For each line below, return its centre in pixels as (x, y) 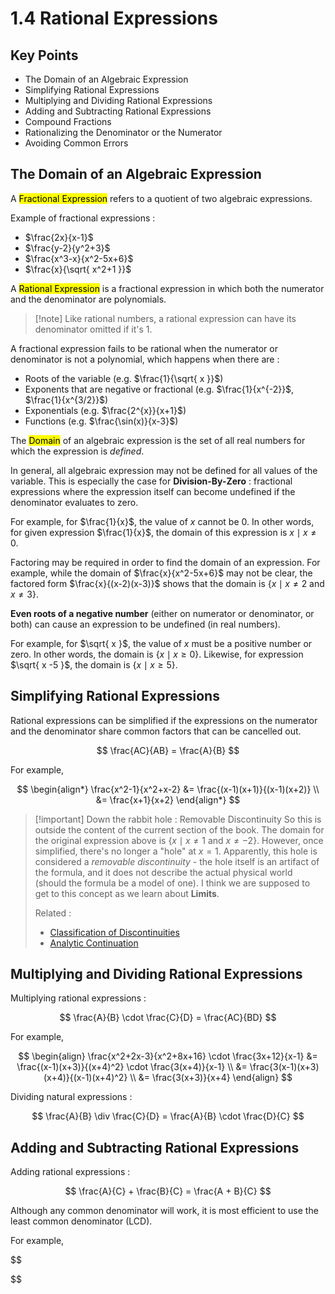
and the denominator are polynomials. (88, 299)
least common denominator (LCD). (81, 1221)
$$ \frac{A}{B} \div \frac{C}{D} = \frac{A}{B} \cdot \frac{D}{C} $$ (168, 1116)
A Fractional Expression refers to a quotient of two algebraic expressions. (161, 198)
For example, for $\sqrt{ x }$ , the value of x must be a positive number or (161, 643)
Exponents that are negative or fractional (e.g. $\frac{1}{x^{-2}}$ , (159, 389)
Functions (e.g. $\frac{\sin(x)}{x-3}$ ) (101, 421)
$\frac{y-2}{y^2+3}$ (67, 248)
